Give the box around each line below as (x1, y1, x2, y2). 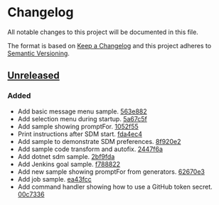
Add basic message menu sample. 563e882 (17, 107, 147, 116)
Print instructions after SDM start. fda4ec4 (17, 129, 142, 138)
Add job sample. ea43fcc (17, 174, 92, 183)
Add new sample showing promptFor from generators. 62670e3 (17, 167, 205, 176)
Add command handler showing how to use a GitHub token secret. (17, 182, 213, 191)
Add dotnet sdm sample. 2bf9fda (17, 152, 115, 160)
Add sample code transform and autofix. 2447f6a (17, 145, 164, 153)
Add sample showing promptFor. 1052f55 (17, 122, 139, 131)
